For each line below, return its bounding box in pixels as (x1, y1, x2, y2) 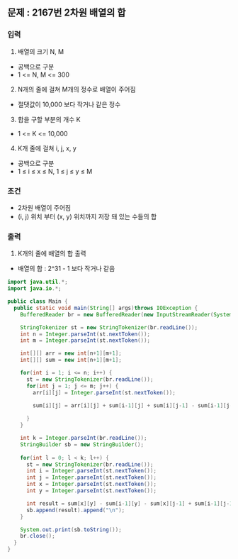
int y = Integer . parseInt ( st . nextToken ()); (25, 487, 157, 494)
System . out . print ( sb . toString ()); (20, 526, 122, 533)
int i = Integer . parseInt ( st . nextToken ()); (25, 467, 157, 475)
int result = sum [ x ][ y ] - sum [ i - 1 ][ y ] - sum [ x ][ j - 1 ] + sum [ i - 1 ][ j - (25, 499, 230, 507)
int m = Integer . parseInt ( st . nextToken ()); (20, 337, 151, 344)
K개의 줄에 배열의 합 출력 (17, 249, 86, 258)
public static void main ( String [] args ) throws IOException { (13, 304, 198, 311)
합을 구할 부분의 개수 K (17, 115, 81, 123)
